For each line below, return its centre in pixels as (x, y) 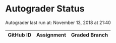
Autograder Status (45, 9)
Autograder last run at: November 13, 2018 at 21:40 (58, 22)
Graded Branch (90, 34)
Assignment (51, 34)
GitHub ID (20, 34)
